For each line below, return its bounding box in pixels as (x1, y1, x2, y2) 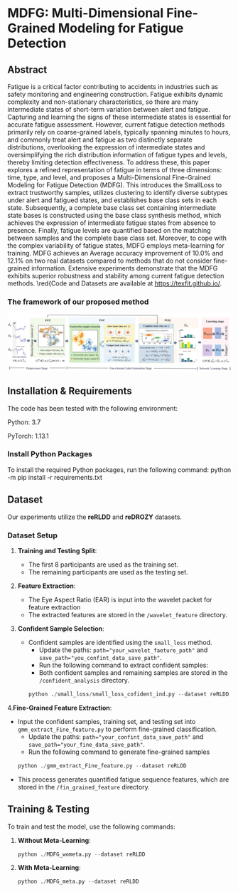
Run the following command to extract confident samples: (38, 661, 208, 669)
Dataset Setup (7, 530, 58, 540)
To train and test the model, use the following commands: (7, 822, 175, 831)
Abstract (7, 63, 48, 75)
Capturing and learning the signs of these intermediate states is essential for (7, 112, 232, 121)
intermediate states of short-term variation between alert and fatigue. (7, 105, 211, 113)
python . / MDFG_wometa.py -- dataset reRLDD (17, 851, 146, 858)
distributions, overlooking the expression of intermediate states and (7, 143, 205, 151)
